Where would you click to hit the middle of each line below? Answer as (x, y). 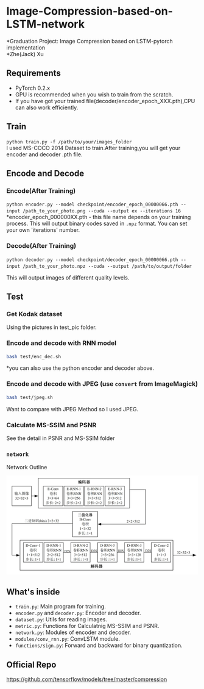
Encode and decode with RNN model (62, 343)
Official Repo (31, 664)
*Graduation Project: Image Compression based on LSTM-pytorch (90, 41)
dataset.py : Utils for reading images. (61, 619)
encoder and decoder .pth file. (45, 154)
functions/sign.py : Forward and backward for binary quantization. (99, 646)
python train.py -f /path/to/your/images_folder (69, 142)
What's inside (33, 592)
